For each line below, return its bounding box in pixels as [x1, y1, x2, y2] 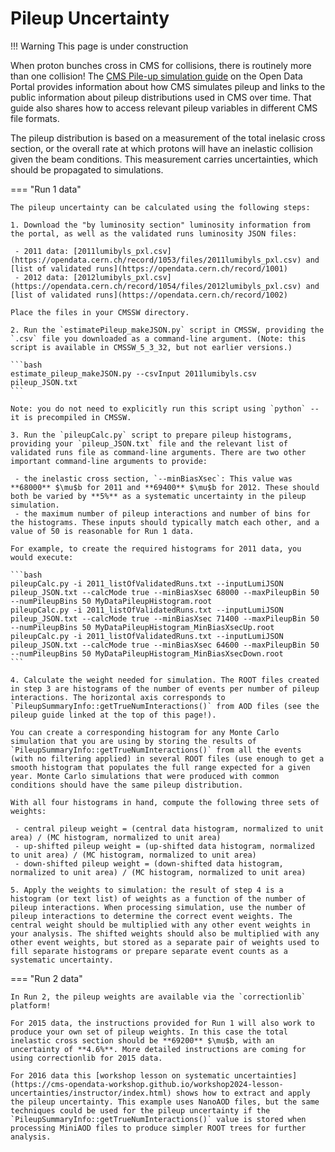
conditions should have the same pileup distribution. [10, 780, 244, 790]
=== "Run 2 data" [10, 972, 83, 984]
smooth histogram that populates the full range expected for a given [10, 762, 311, 772]
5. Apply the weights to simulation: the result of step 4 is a [10, 885, 284, 895]
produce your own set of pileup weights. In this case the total [10, 1027, 288, 1037]
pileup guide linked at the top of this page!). [10, 710, 217, 720]
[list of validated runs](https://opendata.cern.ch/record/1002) [10, 290, 288, 300]
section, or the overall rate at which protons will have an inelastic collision [10, 142, 313, 154]
